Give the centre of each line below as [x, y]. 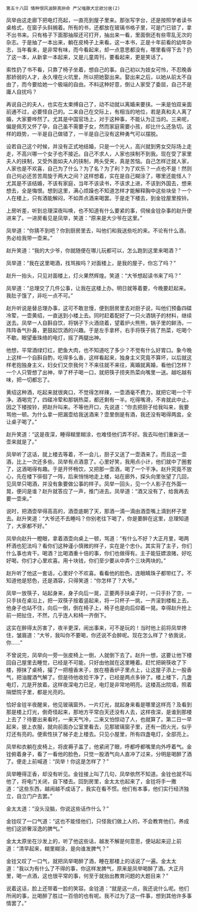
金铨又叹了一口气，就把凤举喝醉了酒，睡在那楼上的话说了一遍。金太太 [91, 861]
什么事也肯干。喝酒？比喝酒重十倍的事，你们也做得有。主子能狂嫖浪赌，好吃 [99, 553]
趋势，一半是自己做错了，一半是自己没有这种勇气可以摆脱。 [88, 134]
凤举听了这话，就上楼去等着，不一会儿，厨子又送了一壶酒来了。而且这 [91, 454]
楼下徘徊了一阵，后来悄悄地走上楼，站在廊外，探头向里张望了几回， [109, 476]
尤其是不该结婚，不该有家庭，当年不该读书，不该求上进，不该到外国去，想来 [99, 183]
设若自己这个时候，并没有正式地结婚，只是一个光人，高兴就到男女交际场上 [96, 146]
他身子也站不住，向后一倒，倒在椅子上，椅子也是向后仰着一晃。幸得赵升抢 [96, 608]
